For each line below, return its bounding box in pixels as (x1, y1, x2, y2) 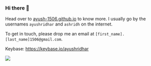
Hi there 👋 (5, 4, 30, 11)
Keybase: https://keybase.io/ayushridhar (5, 46, 89, 52)
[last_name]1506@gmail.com (5, 37, 61, 42)
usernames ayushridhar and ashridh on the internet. (5, 21, 112, 27)
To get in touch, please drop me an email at (5, 31, 94, 37)
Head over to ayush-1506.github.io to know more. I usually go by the (5, 16, 146, 22)
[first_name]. (95, 32, 125, 37)
